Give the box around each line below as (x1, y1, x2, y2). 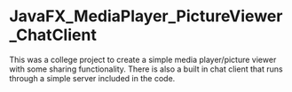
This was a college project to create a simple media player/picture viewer (9, 54, 277, 65)
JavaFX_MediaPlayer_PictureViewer (9, 6, 283, 27)
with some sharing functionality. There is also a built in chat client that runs (9, 64, 283, 74)
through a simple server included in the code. (9, 73, 176, 83)
